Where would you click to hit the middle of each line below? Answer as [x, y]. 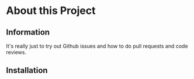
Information [28, 32]
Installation [27, 71]
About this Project [51, 11]
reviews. [16, 52]
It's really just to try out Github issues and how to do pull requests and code [97, 46]
